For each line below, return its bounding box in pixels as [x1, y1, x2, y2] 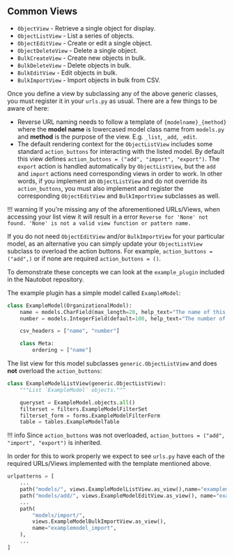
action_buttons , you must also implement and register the [17, 184, 184, 192]
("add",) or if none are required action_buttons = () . [7, 254, 162, 262]
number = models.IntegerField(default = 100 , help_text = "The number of [19, 315, 226, 322]
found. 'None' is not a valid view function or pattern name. [7, 219, 192, 227]
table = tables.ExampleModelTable [19, 418, 120, 425]
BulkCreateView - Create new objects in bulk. [17, 54, 146, 62]
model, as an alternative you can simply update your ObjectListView [7, 240, 203, 248]
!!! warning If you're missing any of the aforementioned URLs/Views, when [7, 205, 221, 213]
